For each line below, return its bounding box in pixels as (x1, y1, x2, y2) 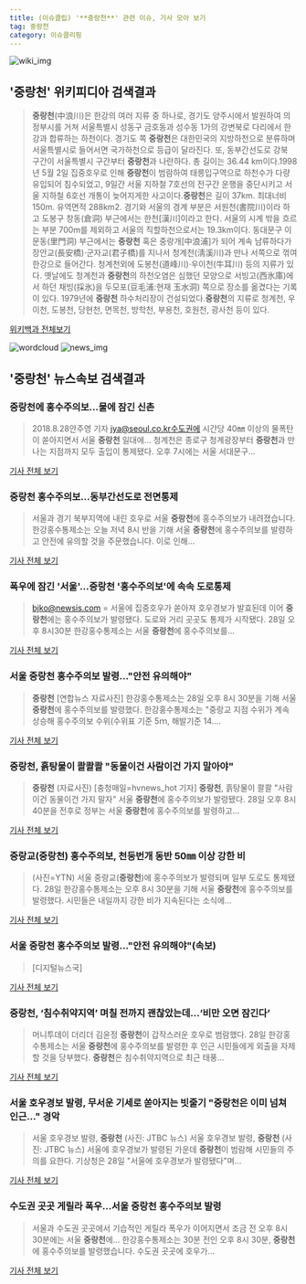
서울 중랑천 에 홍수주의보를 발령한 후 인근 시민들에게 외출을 (71, 1040, 279, 1051)
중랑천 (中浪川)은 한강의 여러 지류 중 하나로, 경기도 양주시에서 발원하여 (31, 111, 281, 122)
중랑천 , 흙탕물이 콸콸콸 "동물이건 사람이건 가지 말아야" (9, 759, 235, 772)
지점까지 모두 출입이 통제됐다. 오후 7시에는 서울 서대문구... (48, 445, 256, 457)
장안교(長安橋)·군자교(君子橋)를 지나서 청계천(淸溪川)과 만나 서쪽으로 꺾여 (31, 248, 298, 259)
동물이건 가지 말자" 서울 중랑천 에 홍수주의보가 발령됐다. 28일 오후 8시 (48, 794, 297, 805)
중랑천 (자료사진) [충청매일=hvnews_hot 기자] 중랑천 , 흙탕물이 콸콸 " (31, 782, 279, 793)
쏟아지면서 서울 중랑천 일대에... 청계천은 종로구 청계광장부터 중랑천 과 (41, 434, 286, 445)
